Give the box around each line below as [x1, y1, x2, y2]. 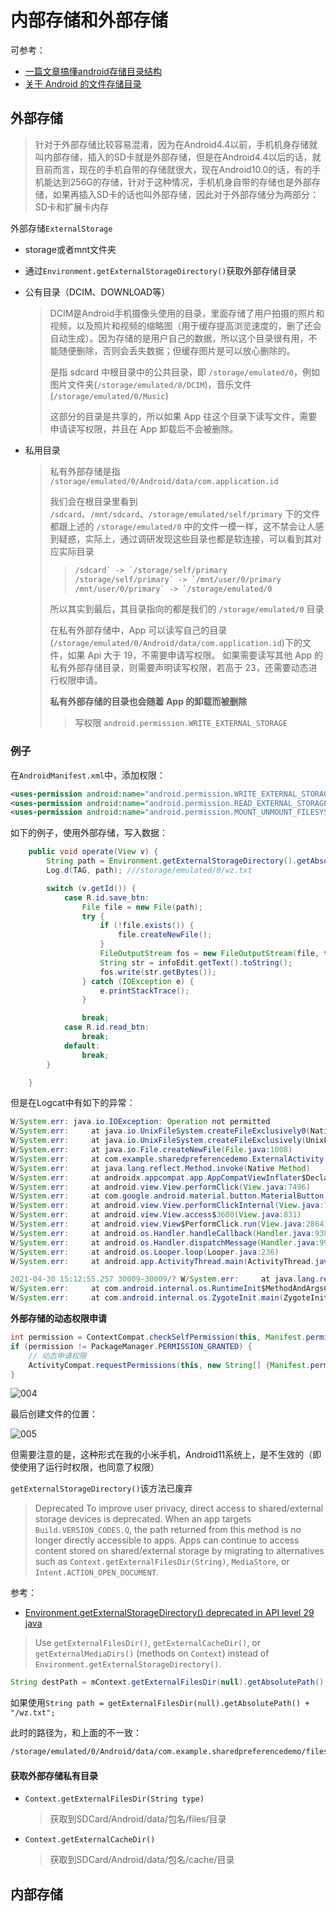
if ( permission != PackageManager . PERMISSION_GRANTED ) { [10, 1341, 253, 1351]
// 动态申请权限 [28, 1351, 87, 1361]
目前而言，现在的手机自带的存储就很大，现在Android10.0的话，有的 [34, 163, 313, 175]
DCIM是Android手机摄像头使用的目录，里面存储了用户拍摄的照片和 [49, 307, 325, 319]
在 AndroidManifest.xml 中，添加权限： [10, 769, 167, 781]
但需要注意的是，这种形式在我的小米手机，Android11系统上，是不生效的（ [10, 1449, 313, 1461]
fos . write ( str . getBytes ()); [99, 967, 217, 977]
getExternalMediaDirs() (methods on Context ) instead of [34, 1647, 270, 1660]
